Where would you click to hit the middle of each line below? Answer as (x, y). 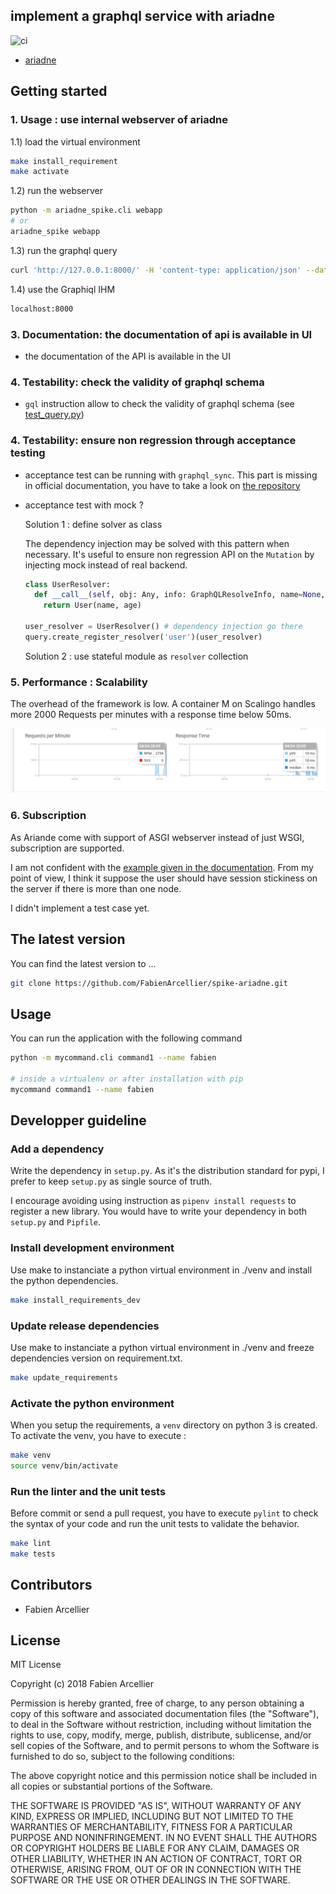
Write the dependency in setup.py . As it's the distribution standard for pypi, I (167, 1171)
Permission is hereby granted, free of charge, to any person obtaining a (157, 1703)
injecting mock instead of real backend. (106, 565)
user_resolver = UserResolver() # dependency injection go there (163, 627)
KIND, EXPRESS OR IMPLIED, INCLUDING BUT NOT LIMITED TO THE (152, 1816)
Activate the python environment (92, 1403)
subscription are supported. (67, 848)
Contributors (51, 1585)
